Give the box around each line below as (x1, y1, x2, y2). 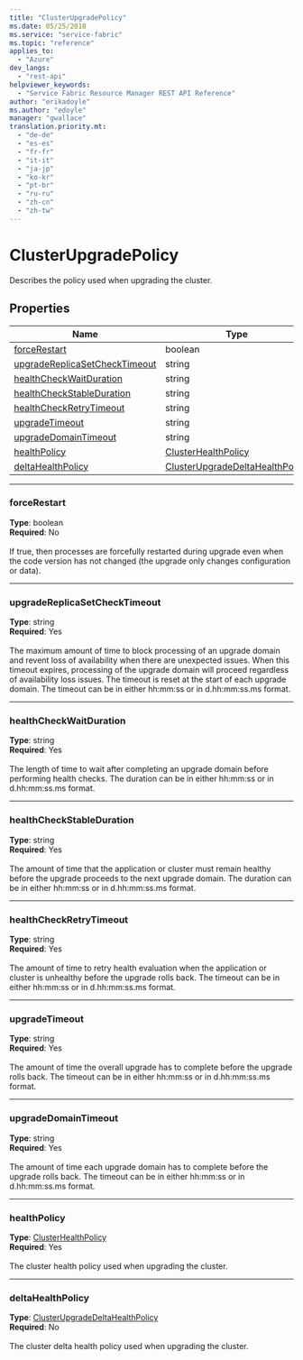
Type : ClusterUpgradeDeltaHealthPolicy (9, 1312, 159, 1323)
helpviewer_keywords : (9, 80, 91, 89)
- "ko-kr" (17, 172, 54, 181)
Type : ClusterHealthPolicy (9, 1232, 107, 1243)
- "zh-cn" (17, 198, 54, 207)
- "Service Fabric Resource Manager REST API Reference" (17, 88, 236, 97)
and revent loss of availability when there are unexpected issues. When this (9, 655, 290, 666)
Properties (9, 301, 70, 317)
